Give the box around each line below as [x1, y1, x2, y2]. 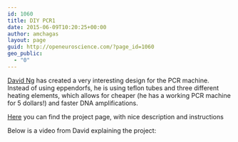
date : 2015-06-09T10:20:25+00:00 [7, 23, 107, 31]
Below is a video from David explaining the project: [7, 126, 157, 135]
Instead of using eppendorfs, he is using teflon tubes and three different [7, 83, 219, 92]
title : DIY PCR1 [7, 17, 56, 24]
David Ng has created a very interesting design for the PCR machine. [7, 76, 209, 84]
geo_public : [7, 50, 43, 58]
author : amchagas [7, 30, 59, 38]
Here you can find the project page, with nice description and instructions [7, 112, 224, 121]
